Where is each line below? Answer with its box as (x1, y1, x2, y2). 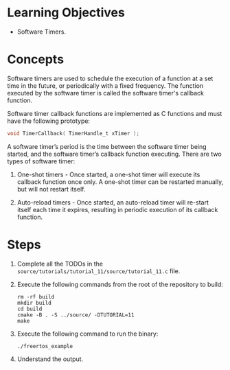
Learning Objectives (7, 5, 125, 21)
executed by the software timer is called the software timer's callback (7, 89, 205, 97)
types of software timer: (7, 157, 76, 165)
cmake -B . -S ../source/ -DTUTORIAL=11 (16, 311, 135, 319)
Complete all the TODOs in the (16, 259, 103, 268)
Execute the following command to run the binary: (16, 329, 159, 338)
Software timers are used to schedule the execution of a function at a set (7, 74, 214, 82)
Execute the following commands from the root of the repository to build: (16, 280, 223, 288)
